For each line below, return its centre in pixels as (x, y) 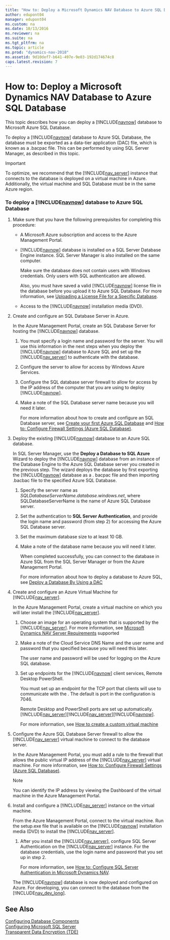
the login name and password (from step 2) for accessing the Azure (91, 522)
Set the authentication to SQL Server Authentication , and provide (89, 516)
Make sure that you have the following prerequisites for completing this (87, 220)
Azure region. (19, 189)
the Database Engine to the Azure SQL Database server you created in (86, 464)
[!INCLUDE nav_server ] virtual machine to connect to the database (81, 740)
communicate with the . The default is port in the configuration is (88, 694)
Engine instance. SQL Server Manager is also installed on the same (90, 255)
